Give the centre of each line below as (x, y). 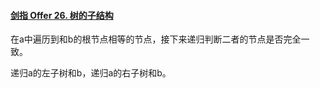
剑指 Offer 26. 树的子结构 (62, 15)
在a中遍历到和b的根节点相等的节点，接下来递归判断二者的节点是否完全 (156, 39)
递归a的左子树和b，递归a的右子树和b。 (91, 73)
